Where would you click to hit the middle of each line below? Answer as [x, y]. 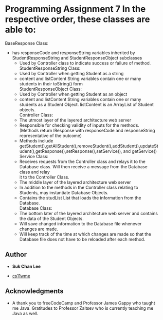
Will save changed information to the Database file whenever [81, 223]
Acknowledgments [35, 291]
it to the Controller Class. [44, 177]
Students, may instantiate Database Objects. [64, 192]
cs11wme [21, 276]
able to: [21, 30]
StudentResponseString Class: [50, 68]
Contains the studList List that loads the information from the [80, 198]
